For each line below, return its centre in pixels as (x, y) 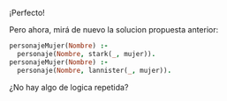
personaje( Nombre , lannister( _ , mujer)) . (95, 70)
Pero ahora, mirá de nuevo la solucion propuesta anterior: (114, 29)
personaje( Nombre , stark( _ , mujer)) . (87, 54)
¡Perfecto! (27, 13)
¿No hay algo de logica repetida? (69, 87)
